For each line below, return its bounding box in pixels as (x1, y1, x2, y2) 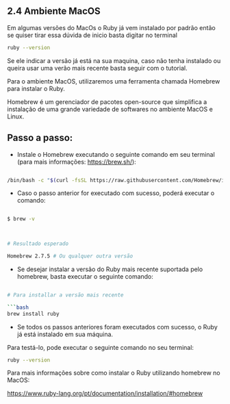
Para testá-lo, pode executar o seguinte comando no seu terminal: (7, 343, 194, 351)
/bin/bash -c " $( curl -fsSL (7, 177, 88, 184)
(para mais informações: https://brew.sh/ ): (16, 157, 137, 166)
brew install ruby (7, 310, 60, 317)
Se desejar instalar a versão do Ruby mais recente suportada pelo (16, 265, 203, 273)
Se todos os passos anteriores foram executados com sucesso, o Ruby (16, 323, 218, 331)
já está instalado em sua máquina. (16, 330, 114, 338)
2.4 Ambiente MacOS (7, 5, 101, 17)
